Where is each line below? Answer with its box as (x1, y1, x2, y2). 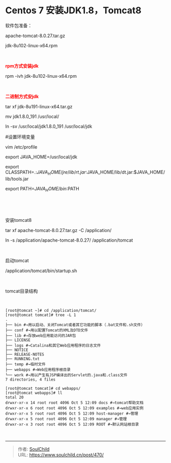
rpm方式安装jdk (5, 63, 39, 69)
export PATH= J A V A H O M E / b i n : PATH (5, 185, 80, 193)
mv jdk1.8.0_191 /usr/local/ (5, 113, 60, 120)
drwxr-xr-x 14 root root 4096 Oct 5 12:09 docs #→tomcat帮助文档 (5, 400, 144, 405)
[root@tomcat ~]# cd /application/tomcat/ (5, 308, 97, 313)
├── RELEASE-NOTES (5, 352, 44, 357)
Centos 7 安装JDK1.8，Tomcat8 (5, 5, 141, 16)
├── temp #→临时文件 (5, 362, 46, 367)
